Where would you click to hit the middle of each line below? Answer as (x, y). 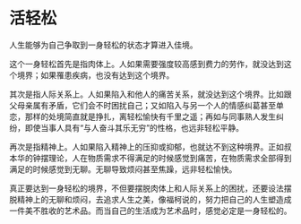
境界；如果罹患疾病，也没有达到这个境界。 (95, 75)
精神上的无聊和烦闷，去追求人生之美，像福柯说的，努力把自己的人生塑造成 (154, 199)
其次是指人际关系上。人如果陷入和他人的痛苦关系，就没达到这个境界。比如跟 (150, 94)
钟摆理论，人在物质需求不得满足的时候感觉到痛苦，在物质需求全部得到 (162, 158)
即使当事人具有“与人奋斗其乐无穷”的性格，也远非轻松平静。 (134, 127)
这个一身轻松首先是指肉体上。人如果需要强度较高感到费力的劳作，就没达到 (146, 64)
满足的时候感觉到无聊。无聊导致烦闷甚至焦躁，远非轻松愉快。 (123, 169)
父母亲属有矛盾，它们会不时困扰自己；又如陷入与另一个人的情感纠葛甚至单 (146, 105)
